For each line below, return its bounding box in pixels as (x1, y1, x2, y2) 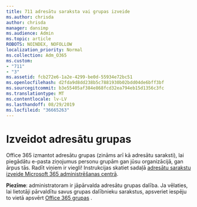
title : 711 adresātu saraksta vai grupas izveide (6, 8, 131, 15)
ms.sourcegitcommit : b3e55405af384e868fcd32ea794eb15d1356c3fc (6, 85, 165, 91)
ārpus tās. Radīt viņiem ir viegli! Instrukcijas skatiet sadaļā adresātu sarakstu (6, 164, 191, 171)
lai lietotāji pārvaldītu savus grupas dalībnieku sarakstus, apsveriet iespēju (6, 188, 187, 195)
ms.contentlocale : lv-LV (6, 96, 67, 102)
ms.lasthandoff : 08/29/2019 (6, 101, 75, 108)
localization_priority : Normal (6, 47, 83, 53)
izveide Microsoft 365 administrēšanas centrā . (6, 171, 119, 178)
